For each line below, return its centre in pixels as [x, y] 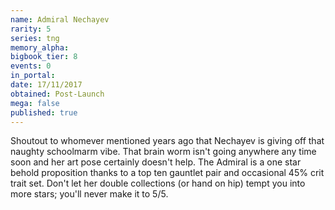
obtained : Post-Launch [57, 94]
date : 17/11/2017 [46, 85]
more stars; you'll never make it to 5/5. [89, 194]
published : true [44, 112]
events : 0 [31, 66]
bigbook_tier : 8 [44, 57]
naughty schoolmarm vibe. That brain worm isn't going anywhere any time [163, 152]
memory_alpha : [40, 47]
